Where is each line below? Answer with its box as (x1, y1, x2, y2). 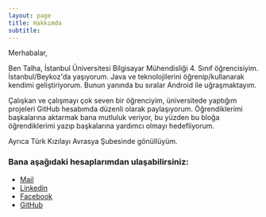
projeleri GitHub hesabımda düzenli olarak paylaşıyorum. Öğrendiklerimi (8, 104, 244, 114)
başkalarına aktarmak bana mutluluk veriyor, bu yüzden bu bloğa (8, 113, 220, 122)
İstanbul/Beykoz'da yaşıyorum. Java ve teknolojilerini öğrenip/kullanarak (8, 72, 245, 82)
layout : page (8, 11, 52, 20)
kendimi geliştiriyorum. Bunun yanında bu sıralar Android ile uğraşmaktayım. (8, 80, 256, 90)
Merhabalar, (8, 48, 48, 58)
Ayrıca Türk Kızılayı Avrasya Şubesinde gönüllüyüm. (8, 137, 178, 146)
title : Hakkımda (8, 19, 62, 27)
